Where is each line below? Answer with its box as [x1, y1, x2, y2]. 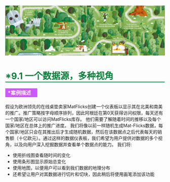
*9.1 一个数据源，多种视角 [5, 70, 114, 81]
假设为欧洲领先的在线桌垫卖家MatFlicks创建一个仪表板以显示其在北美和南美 [5, 103, 163, 109]
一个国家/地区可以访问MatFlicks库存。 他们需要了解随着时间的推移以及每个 [5, 116, 161, 122]
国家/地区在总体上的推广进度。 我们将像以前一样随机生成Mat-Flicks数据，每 [5, 122, 163, 128]
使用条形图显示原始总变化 [12, 158, 66, 164]
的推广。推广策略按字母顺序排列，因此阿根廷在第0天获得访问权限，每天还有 [5, 110, 163, 116]
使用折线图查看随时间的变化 [12, 152, 71, 158]
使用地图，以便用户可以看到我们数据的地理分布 [12, 165, 110, 171]
